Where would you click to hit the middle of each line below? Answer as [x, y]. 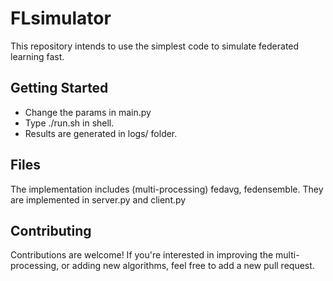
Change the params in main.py [88, 112]
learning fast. [37, 56]
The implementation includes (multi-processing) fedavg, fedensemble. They [167, 189]
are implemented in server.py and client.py [98, 199]
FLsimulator [61, 18]
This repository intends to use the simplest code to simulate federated [155, 46]
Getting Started [59, 88]
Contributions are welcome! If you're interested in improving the [142, 255]
